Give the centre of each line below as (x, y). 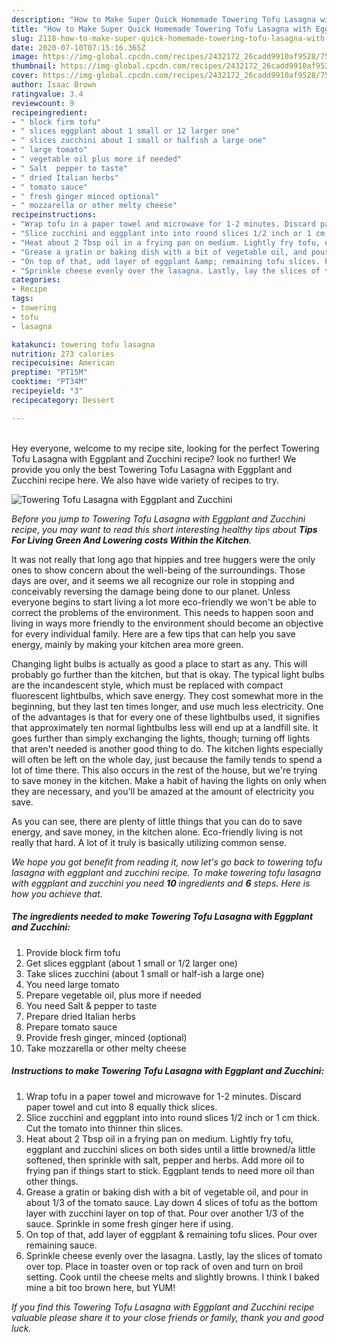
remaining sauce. (61, 1245)
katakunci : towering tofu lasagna (83, 344)
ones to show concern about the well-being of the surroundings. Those (158, 570)
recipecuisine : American (63, 363)
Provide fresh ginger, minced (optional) (106, 1037)
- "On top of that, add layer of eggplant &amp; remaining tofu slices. (166, 261)
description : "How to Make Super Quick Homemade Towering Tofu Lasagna (163, 19)
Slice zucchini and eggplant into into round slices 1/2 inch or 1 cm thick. (173, 1117)
